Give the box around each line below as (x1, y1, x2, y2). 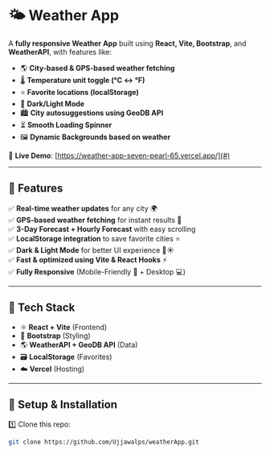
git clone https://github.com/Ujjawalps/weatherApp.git (8, 438, 199, 447)
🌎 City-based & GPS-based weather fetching (19, 63, 175, 72)
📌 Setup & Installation (8, 398, 118, 411)
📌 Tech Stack (8, 301, 76, 315)
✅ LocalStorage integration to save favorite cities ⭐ (8, 233, 181, 243)
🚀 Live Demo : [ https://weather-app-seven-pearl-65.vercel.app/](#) (8, 151, 231, 160)
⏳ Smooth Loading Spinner (19, 120, 112, 130)
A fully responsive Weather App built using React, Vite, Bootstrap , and (8, 38, 247, 48)
